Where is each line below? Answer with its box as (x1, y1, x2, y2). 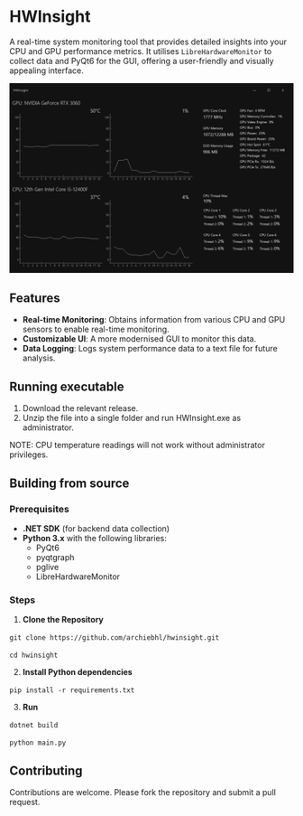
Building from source (9, 475, 130, 491)
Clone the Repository (22, 614, 104, 625)
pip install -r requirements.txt (9, 686, 135, 695)
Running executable (9, 379, 124, 394)
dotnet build (9, 721, 59, 730)
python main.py (9, 738, 67, 747)
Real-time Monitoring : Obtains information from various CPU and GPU (22, 314, 286, 325)
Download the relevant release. (22, 403, 139, 414)
